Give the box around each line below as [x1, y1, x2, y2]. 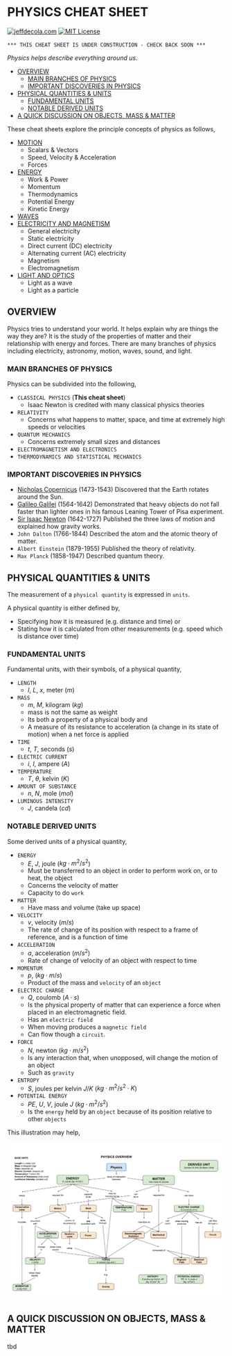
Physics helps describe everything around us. [7, 53, 138, 62]
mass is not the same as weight [27, 708, 118, 716]
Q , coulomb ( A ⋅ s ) [27, 993, 80, 1002]
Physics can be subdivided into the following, [7, 380, 136, 388]
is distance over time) [17, 632, 80, 640]
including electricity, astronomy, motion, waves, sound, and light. [7, 347, 193, 355]
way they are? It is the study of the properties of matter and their [7, 331, 192, 340]
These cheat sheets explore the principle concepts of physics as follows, [7, 124, 216, 133]
